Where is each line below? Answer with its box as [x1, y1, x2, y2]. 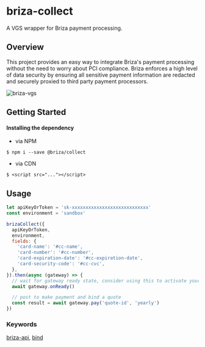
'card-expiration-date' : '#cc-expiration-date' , [17, 255, 143, 261]
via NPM [15, 138, 37, 145]
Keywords [6, 320, 37, 328]
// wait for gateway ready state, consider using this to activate [12, 278, 187, 284]
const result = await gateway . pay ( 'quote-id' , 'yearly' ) [12, 300, 160, 306]
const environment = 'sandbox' [6, 210, 86, 217]
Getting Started [6, 107, 67, 117]
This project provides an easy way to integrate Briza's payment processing [6, 58, 195, 65]
